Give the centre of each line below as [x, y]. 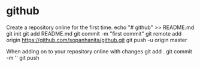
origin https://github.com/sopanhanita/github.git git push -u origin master [97, 40]
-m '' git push [23, 58]
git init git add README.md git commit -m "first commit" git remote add [94, 33]
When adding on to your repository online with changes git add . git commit [99, 51]
